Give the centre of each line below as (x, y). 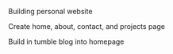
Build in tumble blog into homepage (66, 41)
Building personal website (50, 11)
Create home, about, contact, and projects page (86, 26)
